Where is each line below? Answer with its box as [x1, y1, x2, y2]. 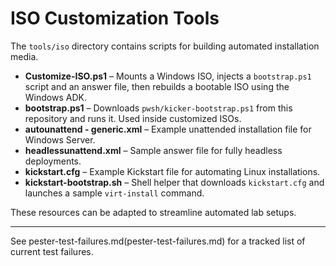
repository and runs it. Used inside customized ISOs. [24, 112, 242, 124]
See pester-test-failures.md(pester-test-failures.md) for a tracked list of [10, 235, 306, 247]
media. [10, 50, 39, 62]
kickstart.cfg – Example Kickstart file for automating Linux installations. [24, 165, 321, 177]
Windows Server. [24, 133, 96, 146]
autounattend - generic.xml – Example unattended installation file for [24, 123, 312, 135]
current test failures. [10, 245, 94, 257]
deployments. [24, 155, 82, 167]
